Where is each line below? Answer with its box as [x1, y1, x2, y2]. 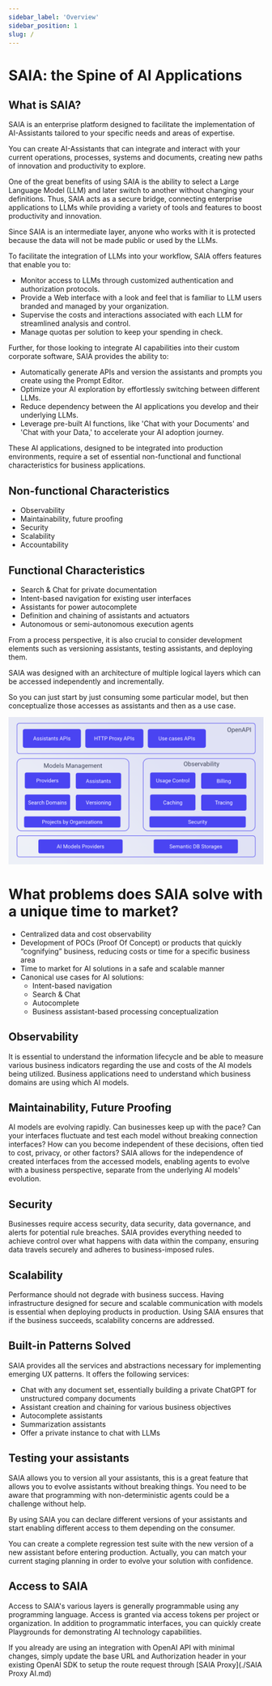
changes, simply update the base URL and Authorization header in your [8, 1651, 247, 1661]
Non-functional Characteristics [8, 484, 170, 497]
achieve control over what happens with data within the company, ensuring [8, 1236, 259, 1246]
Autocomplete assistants [19, 1411, 103, 1420]
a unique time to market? [8, 903, 180, 921]
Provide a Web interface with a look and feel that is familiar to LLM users [19, 292, 262, 303]
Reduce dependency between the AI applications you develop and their [19, 402, 259, 412]
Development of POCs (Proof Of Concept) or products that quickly [19, 937, 242, 947]
